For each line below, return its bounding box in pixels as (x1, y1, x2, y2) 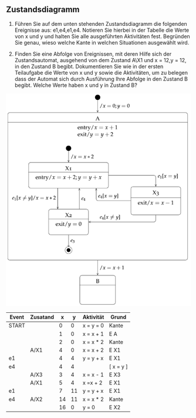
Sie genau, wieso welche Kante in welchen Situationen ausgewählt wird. (14, 39, 190, 46)
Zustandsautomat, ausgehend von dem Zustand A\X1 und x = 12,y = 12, (14, 56, 187, 63)
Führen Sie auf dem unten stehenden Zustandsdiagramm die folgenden (14, 20, 188, 27)
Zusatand (30, 313, 55, 321)
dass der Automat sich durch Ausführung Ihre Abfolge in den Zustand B (14, 75, 188, 82)
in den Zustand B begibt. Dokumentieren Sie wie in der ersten (14, 63, 164, 70)
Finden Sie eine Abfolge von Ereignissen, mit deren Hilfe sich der (14, 50, 172, 58)
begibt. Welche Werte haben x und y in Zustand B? (14, 82, 138, 89)
